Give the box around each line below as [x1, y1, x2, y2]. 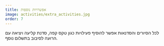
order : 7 [5, 16, 23, 21]
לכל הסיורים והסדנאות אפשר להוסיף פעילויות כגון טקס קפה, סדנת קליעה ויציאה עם [5, 30, 159, 36]
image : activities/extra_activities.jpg [5, 12, 90, 17]
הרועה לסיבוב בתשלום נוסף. [5, 35, 58, 41]
